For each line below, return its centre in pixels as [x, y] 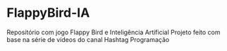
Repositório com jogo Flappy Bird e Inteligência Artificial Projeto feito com [114, 32]
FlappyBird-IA [48, 13]
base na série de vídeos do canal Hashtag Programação [88, 39]
